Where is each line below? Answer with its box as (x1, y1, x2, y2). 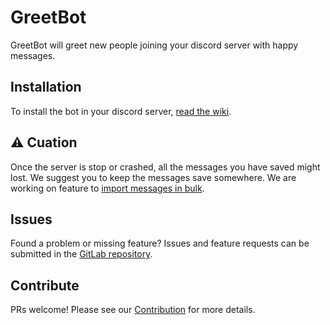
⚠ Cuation (10, 134, 78, 151)
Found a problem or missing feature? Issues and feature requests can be (10, 237, 310, 250)
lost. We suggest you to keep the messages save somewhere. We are (10, 171, 297, 183)
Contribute (10, 277, 80, 294)
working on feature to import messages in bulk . (10, 182, 205, 194)
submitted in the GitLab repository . (10, 248, 153, 260)
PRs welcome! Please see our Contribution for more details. (10, 304, 256, 316)
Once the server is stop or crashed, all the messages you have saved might (10, 161, 321, 173)
